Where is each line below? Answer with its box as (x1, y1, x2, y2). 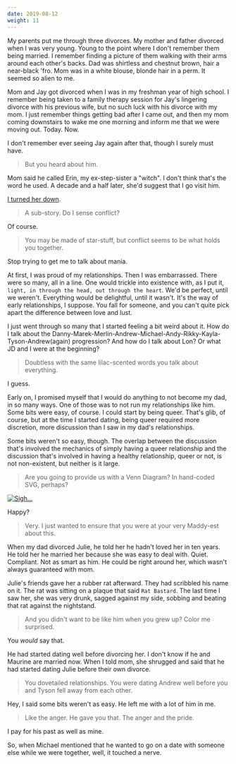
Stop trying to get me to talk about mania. (7, 257, 128, 265)
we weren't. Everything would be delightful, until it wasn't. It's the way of (7, 293, 218, 302)
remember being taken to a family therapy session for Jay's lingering (7, 95, 207, 103)
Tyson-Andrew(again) (7, 337, 71, 345)
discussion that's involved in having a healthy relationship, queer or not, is (7, 451, 222, 460)
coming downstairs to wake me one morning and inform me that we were (7, 117, 220, 126)
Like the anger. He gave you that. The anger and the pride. (24, 713, 194, 722)
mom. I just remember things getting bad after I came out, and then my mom (7, 110, 229, 119)
